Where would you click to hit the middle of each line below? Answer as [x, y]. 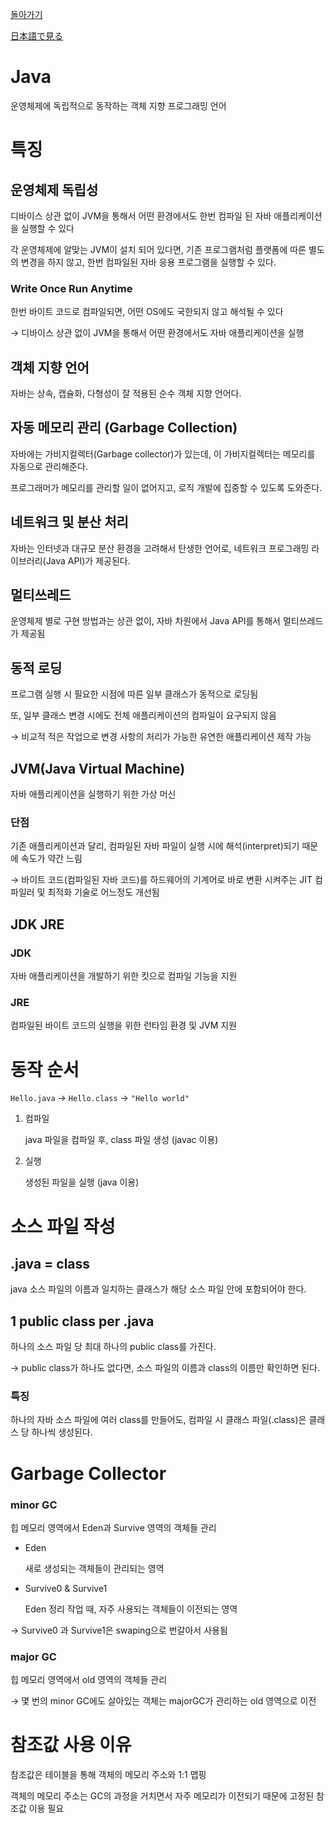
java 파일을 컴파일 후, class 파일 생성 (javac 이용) [121, 1140]
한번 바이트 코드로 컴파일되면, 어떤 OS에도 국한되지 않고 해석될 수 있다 [147, 312]
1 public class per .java [82, 1321]
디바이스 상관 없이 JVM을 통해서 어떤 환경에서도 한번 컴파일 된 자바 [141, 215]
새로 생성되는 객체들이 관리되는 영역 [94, 1568]
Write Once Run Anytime [71, 288]
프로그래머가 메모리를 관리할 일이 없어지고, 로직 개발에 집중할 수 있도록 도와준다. [166, 487]
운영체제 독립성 [54, 189]
